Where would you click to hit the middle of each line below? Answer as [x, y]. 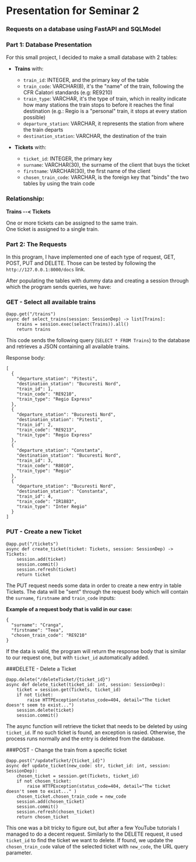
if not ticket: [35, 695]
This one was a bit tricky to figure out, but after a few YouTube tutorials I [93, 827]
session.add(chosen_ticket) [50, 801]
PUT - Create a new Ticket [44, 532]
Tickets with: [30, 147]
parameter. [19, 853]
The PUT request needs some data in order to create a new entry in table [94, 585]
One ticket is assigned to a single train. [52, 229]
